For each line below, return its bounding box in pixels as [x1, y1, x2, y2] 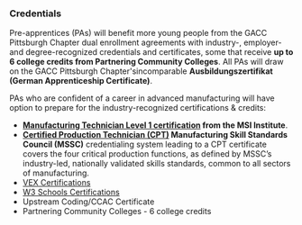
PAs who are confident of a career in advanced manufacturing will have [9, 93, 275, 103]
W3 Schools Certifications [22, 187, 120, 198]
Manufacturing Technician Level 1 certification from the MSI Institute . [22, 120, 288, 130]
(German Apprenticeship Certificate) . [9, 76, 153, 86]
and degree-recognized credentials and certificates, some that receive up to [9, 47, 294, 58]
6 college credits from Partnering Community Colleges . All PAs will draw [9, 57, 284, 67]
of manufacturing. [22, 167, 90, 178]
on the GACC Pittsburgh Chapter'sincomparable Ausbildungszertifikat [9, 66, 273, 76]
